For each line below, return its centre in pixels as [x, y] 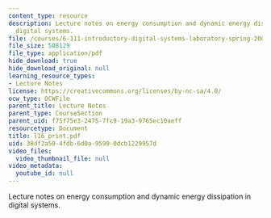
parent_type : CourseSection [56, 114]
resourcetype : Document [48, 128]
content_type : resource [48, 16]
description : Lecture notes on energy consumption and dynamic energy [129, 23]
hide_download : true [43, 61]
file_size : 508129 [39, 46]
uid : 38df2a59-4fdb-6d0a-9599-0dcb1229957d [83, 143]
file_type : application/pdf [56, 53]
